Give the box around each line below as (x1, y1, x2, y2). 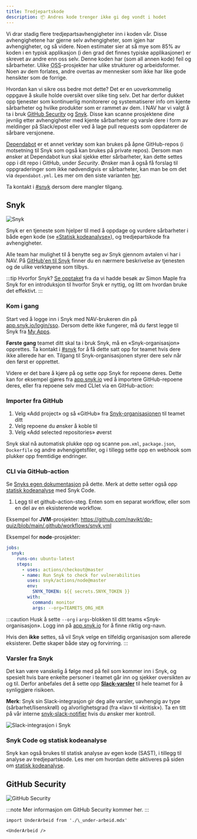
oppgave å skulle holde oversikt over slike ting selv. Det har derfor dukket (6, 92, 184, 99)
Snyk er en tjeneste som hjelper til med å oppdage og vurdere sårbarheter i (6, 227, 189, 234)
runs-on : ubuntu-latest (16, 556, 75, 561)
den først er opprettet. (6, 358, 60, 365)
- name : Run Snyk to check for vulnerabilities (21, 572, 141, 578)
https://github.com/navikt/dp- (80, 516, 153, 523)
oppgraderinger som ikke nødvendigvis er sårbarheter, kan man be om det (6, 165, 187, 172)
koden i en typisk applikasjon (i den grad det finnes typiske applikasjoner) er (6, 49, 191, 56)
